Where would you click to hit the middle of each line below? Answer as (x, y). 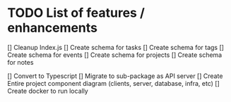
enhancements (52, 28)
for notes (20, 62)
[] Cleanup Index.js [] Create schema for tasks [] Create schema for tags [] (116, 47)
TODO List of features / (76, 13)
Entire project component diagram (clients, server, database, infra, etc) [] (114, 83)
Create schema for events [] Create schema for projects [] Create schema (115, 55)
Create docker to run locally (48, 91)
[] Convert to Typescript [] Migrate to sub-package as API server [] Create (115, 76)
